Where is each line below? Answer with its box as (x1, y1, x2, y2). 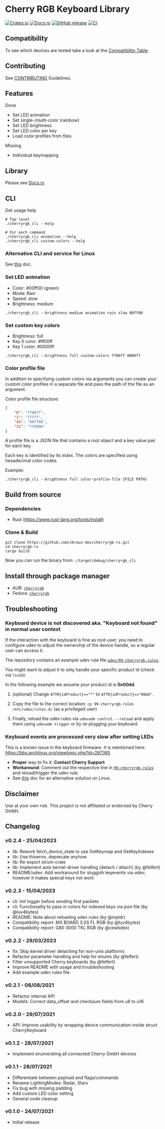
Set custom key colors (5, 322, 60, 329)
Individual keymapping (12, 152, 58, 158)
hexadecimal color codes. (5, 457, 58, 464)
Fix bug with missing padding (12, 1085, 73, 1091)
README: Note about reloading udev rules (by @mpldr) (12, 914, 125, 920)
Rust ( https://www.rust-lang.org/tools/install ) (12, 516, 104, 522)
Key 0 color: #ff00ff (12, 338, 53, 344)
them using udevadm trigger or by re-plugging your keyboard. (12, 721, 139, 727)
